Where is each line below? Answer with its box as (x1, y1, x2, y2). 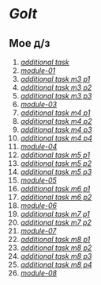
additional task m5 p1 (20, 150, 90, 160)
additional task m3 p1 (20, 75, 91, 83)
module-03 (20, 100, 58, 109)
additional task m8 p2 (20, 243, 92, 252)
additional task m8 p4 (20, 260, 93, 269)
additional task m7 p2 (20, 218, 92, 227)
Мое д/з (9, 37, 50, 50)
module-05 (20, 175, 58, 185)
